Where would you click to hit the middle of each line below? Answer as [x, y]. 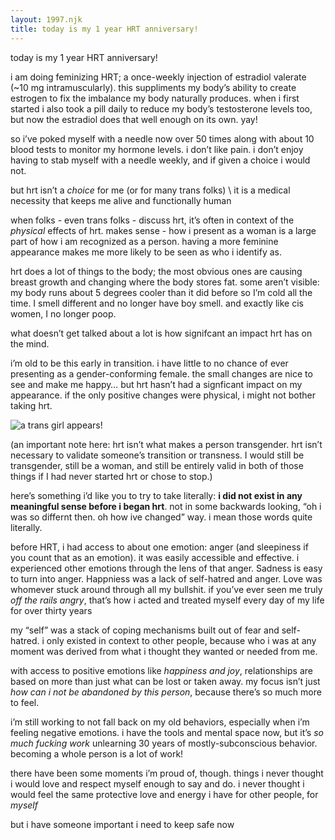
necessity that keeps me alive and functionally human [121, 200]
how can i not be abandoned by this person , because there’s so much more [166, 692]
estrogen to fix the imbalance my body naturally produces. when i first [155, 98]
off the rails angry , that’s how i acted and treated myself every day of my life [167, 600]
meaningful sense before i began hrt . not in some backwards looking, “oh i [166, 506]
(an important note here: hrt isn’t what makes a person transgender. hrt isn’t [166, 444]
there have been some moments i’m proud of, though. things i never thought [167, 773]
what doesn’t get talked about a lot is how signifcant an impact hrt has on [161, 333]
